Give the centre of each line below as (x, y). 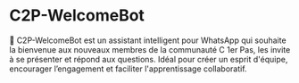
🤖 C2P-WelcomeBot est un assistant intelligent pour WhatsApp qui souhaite (148, 40)
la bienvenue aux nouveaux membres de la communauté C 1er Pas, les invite (150, 49)
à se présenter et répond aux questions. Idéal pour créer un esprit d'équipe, (149, 59)
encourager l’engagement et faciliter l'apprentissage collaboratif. (128, 69)
